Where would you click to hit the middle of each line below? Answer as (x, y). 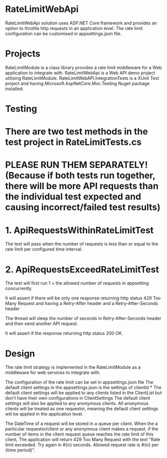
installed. (14, 89)
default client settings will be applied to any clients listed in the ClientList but (83, 393)
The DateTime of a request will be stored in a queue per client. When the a (82, 424)
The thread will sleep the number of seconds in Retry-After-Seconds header (83, 318)
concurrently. (19, 289)
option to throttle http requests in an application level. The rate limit (74, 28)
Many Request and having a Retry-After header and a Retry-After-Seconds (82, 304)
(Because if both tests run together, (80, 176)
